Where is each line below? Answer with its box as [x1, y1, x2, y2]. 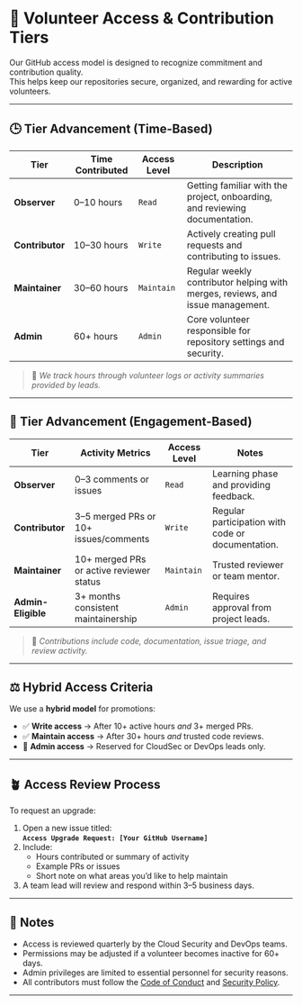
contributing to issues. [186, 249, 281, 262]
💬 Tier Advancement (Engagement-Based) [9, 414, 253, 430]
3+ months [75, 590, 121, 602]
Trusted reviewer [212, 558, 284, 571]
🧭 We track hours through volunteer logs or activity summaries [31, 369, 265, 381]
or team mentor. [212, 569, 280, 582]
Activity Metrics [80, 446, 151, 458]
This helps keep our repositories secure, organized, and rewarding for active [9, 76, 293, 86]
